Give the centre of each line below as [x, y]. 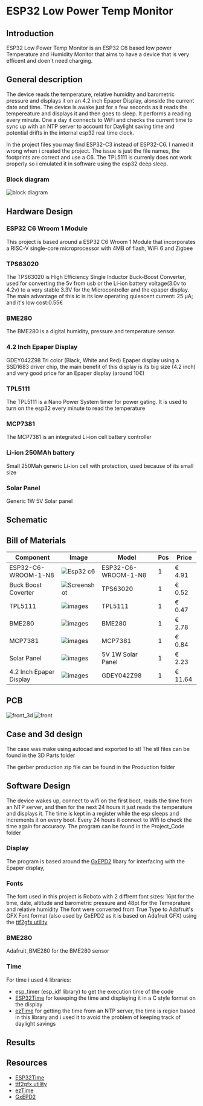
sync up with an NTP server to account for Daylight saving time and [90, 126]
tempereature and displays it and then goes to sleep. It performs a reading [99, 113]
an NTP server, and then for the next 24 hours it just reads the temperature [99, 807]
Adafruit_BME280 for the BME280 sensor [58, 951]
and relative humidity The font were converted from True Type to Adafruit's [100, 909]
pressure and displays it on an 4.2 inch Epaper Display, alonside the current [100, 100]
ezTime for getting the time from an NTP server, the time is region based [105, 1011]
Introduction [30, 34]
